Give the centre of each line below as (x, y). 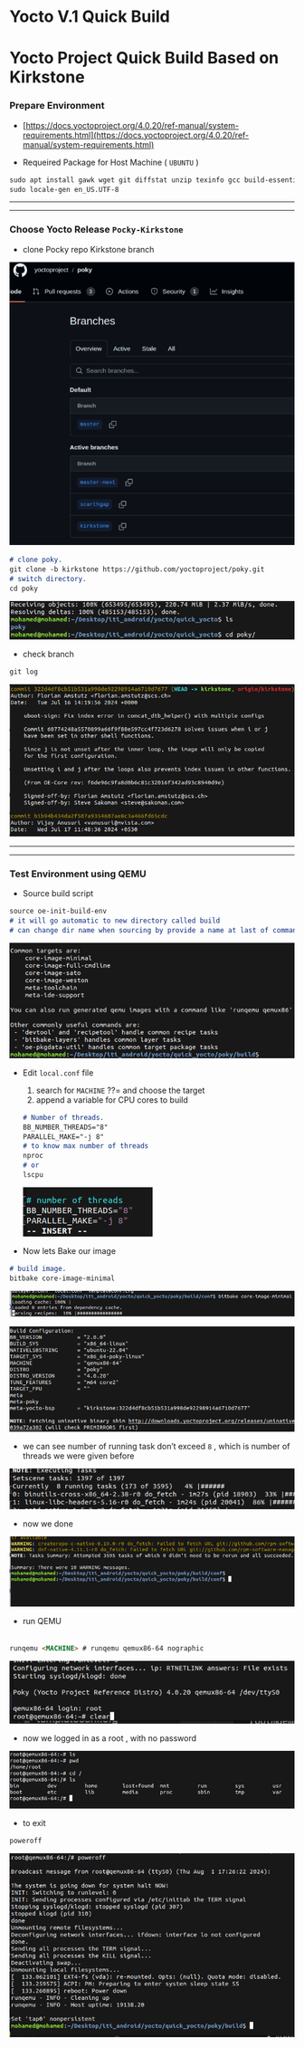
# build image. (38, 1268)
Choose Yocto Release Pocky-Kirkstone (96, 230)
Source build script (58, 893)
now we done (48, 1524)
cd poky (24, 588)
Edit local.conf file (58, 1072)
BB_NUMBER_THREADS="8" (65, 1127)
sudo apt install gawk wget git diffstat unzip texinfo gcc (125, 180)
